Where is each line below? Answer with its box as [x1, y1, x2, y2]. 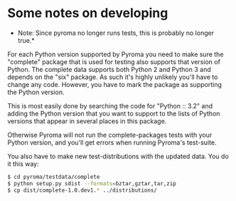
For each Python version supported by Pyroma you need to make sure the [7, 50, 224, 58]
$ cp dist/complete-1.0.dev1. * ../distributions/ [7, 187, 158, 194]
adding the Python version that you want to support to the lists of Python [7, 109, 220, 118]
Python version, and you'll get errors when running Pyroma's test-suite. [7, 138, 217, 147]
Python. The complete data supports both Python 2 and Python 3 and [7, 65, 211, 73]
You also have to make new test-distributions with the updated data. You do [7, 152, 229, 160]
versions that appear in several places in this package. [7, 116, 167, 125]
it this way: [7, 159, 39, 168]
